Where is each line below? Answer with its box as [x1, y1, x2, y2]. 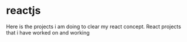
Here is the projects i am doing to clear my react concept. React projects [6, 23, 182, 30]
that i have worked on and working [6, 29, 90, 36]
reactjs [6, 4, 41, 17]
